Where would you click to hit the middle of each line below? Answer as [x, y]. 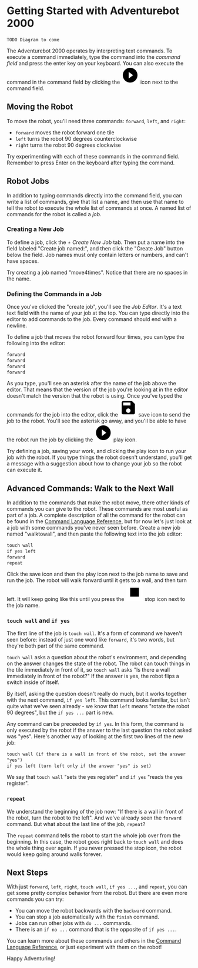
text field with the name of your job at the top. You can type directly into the [98, 313]
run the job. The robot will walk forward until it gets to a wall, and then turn [97, 580]
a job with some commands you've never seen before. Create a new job [94, 527]
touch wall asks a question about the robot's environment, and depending [97, 658]
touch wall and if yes [38, 620]
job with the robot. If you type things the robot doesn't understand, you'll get [99, 457]
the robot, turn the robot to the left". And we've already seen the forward [94, 818]
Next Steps [27, 872]
